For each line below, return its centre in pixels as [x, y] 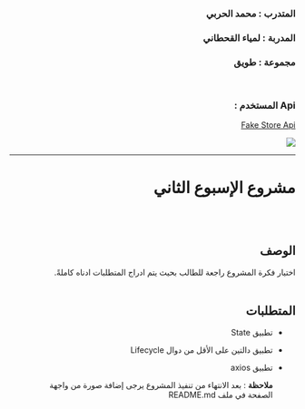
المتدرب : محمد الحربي [251, 14]
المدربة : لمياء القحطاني [249, 37]
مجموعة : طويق [265, 62]
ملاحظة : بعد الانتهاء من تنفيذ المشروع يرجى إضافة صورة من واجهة [161, 385]
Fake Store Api [268, 125]
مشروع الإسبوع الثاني [224, 187]
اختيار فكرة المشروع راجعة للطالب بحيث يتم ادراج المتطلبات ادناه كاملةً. [175, 273]
